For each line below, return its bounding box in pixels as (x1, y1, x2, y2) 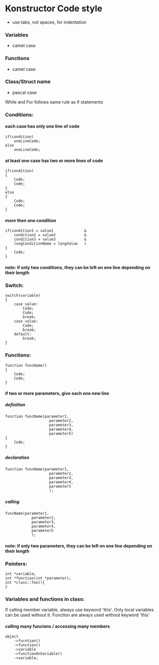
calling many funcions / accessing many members (5, 623, 110, 629)
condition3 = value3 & (14, 237, 87, 242)
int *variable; (5, 571, 36, 576)
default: (14, 332, 32, 337)
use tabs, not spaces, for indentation (12, 19, 87, 25)
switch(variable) (5, 293, 41, 298)
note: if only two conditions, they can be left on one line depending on (5, 264, 151, 270)
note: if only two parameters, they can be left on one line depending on (5, 543, 153, 549)
